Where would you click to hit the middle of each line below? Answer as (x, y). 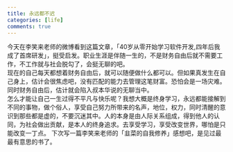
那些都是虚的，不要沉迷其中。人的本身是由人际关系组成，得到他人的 (116, 116)
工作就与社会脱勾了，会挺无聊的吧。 (77, 64)
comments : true (29, 26)
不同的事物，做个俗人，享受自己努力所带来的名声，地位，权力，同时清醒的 (113, 107)
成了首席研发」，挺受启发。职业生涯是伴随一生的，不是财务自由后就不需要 (112, 55)
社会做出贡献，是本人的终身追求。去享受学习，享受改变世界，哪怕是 (122, 124)
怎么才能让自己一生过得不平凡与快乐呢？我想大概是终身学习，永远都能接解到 (116, 99)
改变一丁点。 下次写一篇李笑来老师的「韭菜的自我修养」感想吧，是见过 (114, 133)
